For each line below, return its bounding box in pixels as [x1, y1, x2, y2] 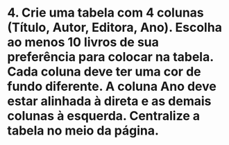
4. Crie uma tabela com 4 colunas [7, 5, 205, 21]
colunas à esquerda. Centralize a [7, 108, 200, 124]
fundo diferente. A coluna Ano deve [7, 78, 217, 94]
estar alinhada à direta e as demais [7, 94, 212, 109]
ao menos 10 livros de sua [7, 35, 160, 50]
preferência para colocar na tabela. [7, 49, 214, 65]
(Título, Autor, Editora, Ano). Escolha [7, 19, 222, 35]
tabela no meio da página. [7, 123, 160, 139]
